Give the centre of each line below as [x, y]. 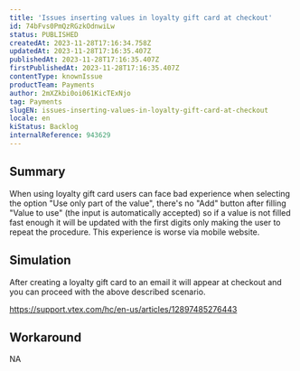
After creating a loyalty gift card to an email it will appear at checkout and [145, 282]
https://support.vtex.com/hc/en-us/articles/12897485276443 [123, 309]
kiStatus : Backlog [44, 127]
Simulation [40, 260]
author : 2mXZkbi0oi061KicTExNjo [70, 93]
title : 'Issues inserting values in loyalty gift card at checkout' [141, 18]
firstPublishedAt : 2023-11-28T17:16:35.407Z [94, 69]
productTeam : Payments [52, 85]
